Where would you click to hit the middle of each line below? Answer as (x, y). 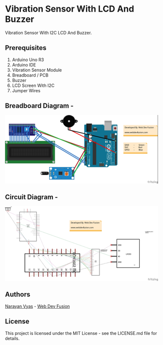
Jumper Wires (26, 90)
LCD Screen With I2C (33, 85)
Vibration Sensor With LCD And (70, 9)
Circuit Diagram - (32, 197)
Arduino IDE (24, 65)
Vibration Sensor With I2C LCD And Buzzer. (49, 33)
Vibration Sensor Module (37, 70)
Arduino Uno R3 (28, 60)
